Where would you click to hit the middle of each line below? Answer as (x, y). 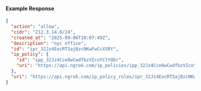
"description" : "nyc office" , (49, 43)
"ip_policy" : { (30, 54)
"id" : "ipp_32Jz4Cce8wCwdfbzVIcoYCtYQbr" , (70, 60)
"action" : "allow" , (35, 27)
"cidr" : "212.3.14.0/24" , (43, 32)
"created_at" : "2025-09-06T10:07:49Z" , (61, 38)
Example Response (30, 8)
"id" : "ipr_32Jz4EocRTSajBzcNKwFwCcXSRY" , (65, 49)
